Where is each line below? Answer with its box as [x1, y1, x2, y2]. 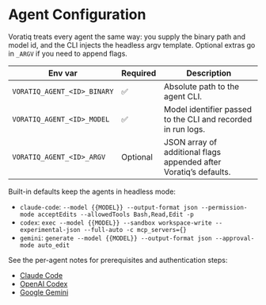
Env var [48, 68, 78, 79]
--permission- [200, 203, 248, 211]
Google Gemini [19, 288, 69, 297]
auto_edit [37, 241, 70, 249]
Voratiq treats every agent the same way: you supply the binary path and [8, 32, 246, 41]
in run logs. [163, 123, 206, 134]
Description [186, 68, 232, 79]
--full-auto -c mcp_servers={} [83, 226, 188, 234]
